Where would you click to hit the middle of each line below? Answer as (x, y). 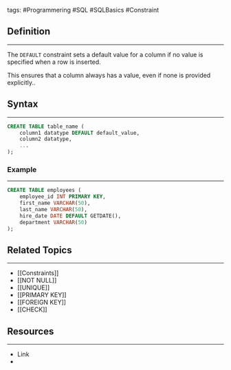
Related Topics (40, 250)
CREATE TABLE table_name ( (46, 127)
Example (22, 169)
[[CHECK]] (32, 309)
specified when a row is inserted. (54, 62)
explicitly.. (21, 83)
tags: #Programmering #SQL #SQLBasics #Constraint (83, 10)
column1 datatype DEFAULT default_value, (79, 133)
